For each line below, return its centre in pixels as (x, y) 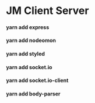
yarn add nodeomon (31, 40)
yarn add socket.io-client (37, 80)
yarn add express (28, 27)
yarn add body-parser (33, 94)
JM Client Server (47, 11)
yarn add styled (26, 54)
